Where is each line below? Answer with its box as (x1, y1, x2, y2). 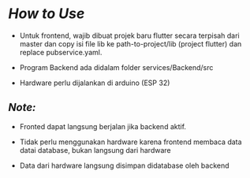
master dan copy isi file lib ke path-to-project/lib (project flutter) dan (19, 39, 242, 48)
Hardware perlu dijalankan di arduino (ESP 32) (19, 78, 170, 87)
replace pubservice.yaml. (19, 47, 103, 57)
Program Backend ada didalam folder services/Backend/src (19, 62, 214, 72)
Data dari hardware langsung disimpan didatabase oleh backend (19, 161, 230, 170)
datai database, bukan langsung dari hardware (19, 145, 171, 154)
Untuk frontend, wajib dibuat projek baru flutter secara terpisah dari (19, 31, 240, 40)
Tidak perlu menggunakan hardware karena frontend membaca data (19, 137, 242, 146)
